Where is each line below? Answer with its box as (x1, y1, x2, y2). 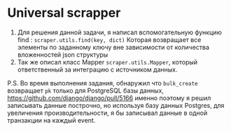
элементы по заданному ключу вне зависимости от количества (17, 43, 210, 51)
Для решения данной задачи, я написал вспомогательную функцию (17, 28, 223, 36)
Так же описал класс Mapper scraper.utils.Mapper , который (17, 57, 198, 66)
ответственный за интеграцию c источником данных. (17, 65, 178, 74)
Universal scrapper (7, 5, 121, 21)
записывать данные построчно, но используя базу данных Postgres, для (7, 101, 225, 109)
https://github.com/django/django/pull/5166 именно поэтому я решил (7, 93, 211, 102)
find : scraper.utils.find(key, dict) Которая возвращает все (17, 35, 202, 43)
